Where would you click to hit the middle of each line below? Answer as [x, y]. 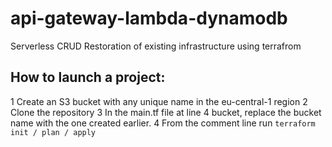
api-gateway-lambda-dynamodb [149, 18]
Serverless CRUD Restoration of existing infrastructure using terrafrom [156, 46]
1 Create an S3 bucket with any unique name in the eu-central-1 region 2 [159, 101]
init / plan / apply [53, 132]
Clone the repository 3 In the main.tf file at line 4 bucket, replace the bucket [166, 112]
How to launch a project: [88, 77]
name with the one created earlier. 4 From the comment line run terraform [163, 123]
